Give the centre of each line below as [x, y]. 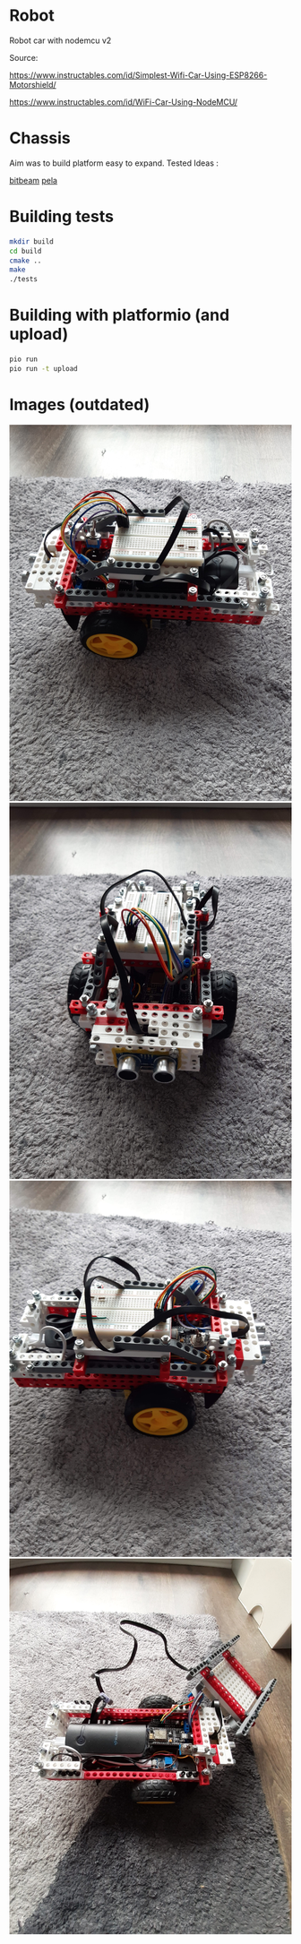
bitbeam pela [34, 180]
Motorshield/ [33, 84]
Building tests [62, 217]
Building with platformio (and [120, 315]
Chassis [40, 138]
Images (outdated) [80, 405]
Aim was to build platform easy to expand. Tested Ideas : [114, 163]
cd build [26, 251]
